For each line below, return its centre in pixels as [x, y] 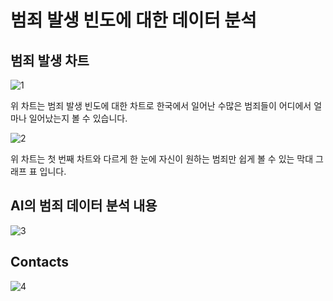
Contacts [40, 262]
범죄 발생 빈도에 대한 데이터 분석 [133, 20]
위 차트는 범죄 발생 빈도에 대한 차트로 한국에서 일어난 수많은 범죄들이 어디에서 [161, 105]
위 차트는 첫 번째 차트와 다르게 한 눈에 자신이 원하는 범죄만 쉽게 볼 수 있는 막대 [162, 159]
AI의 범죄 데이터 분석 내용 [84, 206]
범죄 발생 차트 [50, 60]
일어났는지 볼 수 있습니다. [78, 118]
